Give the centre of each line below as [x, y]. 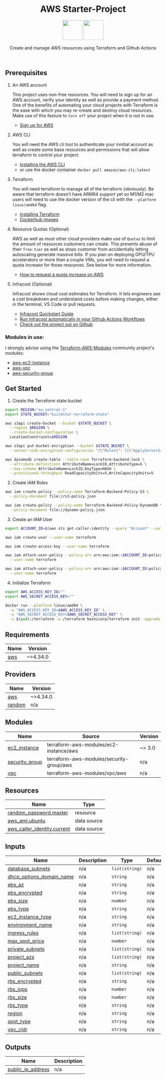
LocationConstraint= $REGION [39, 437]
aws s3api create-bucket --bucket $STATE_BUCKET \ [58, 423]
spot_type [19, 1022]
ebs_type [18, 909]
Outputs [18, 1047]
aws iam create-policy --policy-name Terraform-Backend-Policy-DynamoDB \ [84, 506]
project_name [23, 965]
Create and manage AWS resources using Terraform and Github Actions [83, 47]
